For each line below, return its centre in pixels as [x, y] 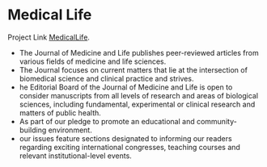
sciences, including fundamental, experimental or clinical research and [137, 104]
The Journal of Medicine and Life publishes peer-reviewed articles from [139, 52]
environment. [70, 130]
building [33, 130]
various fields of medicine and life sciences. [93, 61]
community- [217, 121]
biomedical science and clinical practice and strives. [106, 78]
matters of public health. [60, 113]
